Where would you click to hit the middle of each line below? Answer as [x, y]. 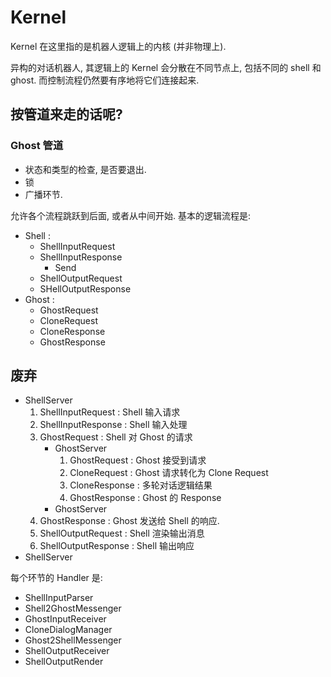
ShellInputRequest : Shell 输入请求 [110, 412]
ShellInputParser [59, 598]
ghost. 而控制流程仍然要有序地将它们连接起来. [105, 80]
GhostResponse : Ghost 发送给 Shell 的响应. [129, 521]
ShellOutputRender [64, 662]
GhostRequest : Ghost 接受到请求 [138, 460]
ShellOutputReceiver [67, 651]
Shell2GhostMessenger [73, 608]
